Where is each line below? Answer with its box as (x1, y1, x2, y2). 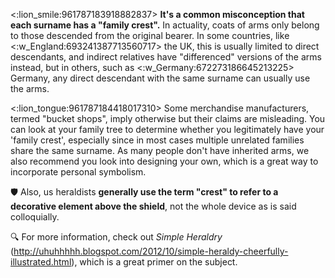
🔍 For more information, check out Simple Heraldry (10, 231, 223, 243)
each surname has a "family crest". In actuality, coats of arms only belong (10, 19, 320, 31)
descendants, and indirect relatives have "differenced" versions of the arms (10, 51, 322, 63)
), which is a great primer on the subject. (71, 256, 238, 268)
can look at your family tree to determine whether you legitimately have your (10, 124, 325, 135)
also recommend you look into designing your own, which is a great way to (10, 155, 319, 167)
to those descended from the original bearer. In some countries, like (10, 30, 290, 41)
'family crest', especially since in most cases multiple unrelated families (10, 134, 305, 146)
